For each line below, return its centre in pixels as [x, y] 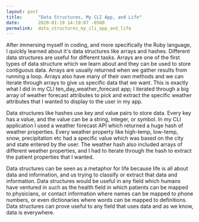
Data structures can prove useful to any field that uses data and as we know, [100, 206]
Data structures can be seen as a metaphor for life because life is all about [97, 169]
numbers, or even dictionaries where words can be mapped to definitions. [97, 200]
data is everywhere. [30, 213]
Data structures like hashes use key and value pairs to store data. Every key [99, 113]
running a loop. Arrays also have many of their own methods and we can [95, 76]
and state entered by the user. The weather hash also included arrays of [94, 144]
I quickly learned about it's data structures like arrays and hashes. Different [98, 52]
